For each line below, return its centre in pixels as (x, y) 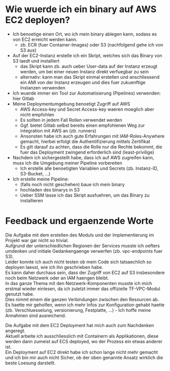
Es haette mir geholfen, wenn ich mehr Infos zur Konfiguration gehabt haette (85, 305)
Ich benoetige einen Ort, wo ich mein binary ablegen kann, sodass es (84, 34)
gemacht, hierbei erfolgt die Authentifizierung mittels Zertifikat (85, 141)
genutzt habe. (20, 294)
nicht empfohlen (37, 114)
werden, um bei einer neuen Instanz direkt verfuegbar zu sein (84, 71)
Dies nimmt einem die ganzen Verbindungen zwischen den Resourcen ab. (82, 299)
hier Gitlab (23, 98)
